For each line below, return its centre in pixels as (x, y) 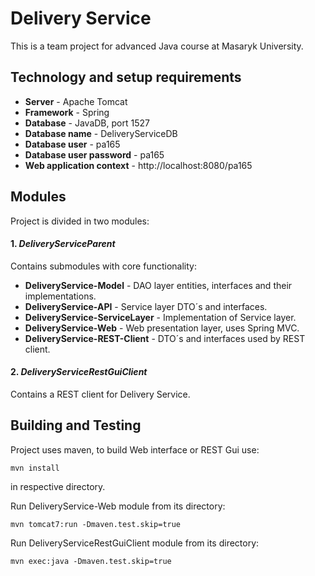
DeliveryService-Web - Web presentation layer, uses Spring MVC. (162, 328)
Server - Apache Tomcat (76, 101)
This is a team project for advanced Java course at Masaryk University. (157, 46)
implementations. (60, 296)
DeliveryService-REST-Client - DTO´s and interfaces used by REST (165, 338)
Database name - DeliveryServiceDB (101, 133)
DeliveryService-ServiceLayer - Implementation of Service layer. (160, 317)
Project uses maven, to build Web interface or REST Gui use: (135, 449)
